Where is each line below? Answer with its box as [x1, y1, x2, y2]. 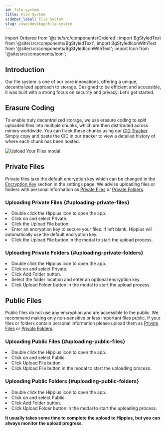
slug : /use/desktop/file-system [5, 21, 72, 26]
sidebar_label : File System [5, 16, 64, 21]
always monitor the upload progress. [5, 420, 83, 426]
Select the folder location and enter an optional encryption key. [11, 276, 141, 282]
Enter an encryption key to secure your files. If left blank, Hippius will [11, 226, 153, 232]
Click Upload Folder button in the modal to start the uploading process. [11, 405, 157, 411]
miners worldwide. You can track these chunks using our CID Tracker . [5, 127, 149, 133]
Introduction [5, 65, 45, 74]
